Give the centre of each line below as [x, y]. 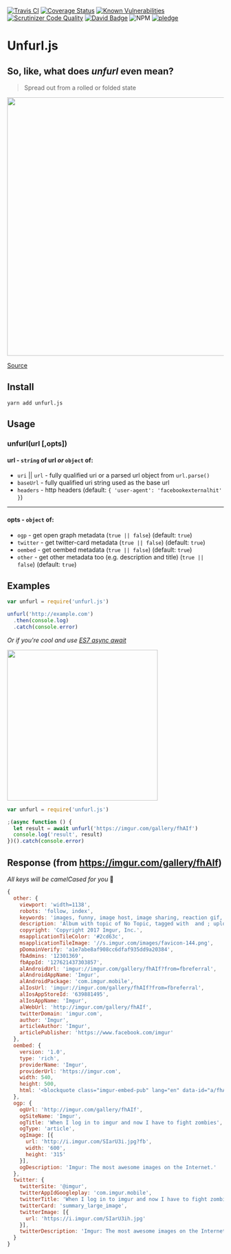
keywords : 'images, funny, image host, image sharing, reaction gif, [121, 917]
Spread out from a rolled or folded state [80, 88]
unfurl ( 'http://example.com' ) [51, 614]
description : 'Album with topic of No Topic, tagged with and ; [115, 924]
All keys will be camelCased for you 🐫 [60, 879]
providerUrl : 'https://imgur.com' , [70, 1071]
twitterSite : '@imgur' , [54, 1186]
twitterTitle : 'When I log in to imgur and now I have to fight [113, 1200]
